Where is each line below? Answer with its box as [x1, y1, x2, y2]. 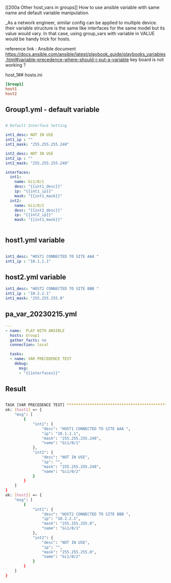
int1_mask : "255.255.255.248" [5, 142, 70, 147]
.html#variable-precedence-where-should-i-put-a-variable [5, 57, 129, 63]
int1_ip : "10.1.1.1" [5, 258, 51, 264]
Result [5, 385, 26, 393]
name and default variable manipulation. [5, 10, 90, 16]
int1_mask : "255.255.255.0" [5, 296, 65, 301]
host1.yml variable [5, 236, 65, 245]
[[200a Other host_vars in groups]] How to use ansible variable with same [5, 5, 160, 10]
